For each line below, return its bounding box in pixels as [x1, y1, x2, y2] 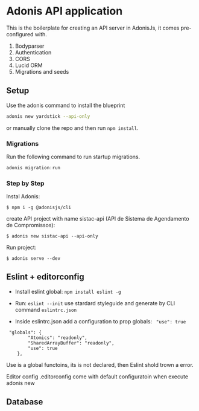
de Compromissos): [6, 222, 55, 229]
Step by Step [6, 179, 45, 187]
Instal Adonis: [6, 193, 40, 200]
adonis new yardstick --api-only [6, 113, 90, 119]
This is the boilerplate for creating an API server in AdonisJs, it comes [6, 24, 180, 31]
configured [6, 30, 34, 37]
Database [6, 397, 43, 407]
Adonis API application [6, 4, 123, 18]
